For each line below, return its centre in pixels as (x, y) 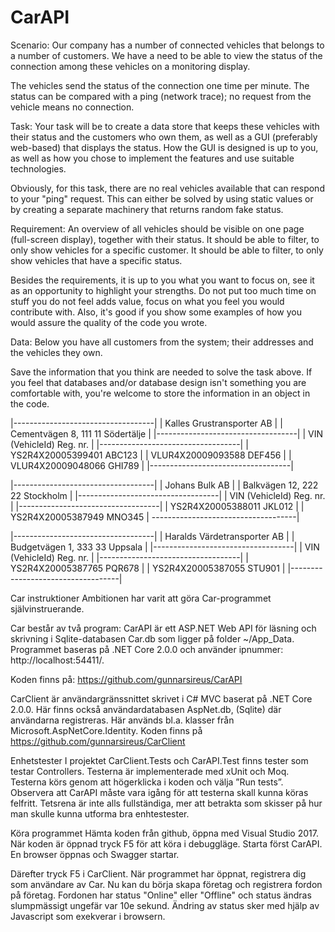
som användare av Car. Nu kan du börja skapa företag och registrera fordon (166, 884)
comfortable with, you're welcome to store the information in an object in (160, 393)
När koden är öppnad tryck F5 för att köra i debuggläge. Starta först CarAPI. (166, 843)
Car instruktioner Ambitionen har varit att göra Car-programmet (141, 598)
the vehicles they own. (56, 352)
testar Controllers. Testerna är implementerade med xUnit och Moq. (150, 771)
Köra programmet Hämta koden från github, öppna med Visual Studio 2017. (164, 833)
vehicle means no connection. (72, 107)
